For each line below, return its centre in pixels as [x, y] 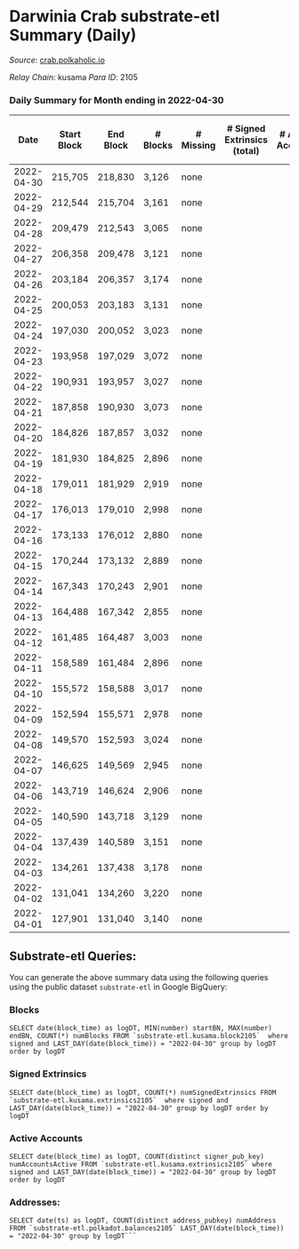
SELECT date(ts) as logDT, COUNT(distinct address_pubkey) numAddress [143, 1221]
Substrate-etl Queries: [73, 956]
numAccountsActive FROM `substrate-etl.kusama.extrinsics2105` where [141, 1164]
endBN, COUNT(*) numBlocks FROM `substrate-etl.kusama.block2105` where [149, 1036]
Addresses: [35, 1202]
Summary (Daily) [73, 35]
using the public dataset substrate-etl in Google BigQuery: [118, 987]
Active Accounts [46, 1138]
